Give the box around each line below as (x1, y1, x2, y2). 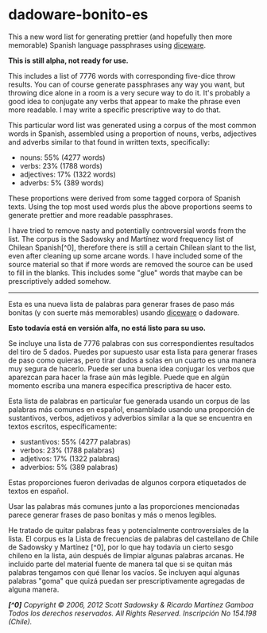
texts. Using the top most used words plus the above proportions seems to (8, 201, 253, 212)
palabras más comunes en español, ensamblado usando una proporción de (8, 404, 255, 414)
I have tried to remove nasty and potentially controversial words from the (8, 225, 246, 235)
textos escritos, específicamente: (8, 421, 118, 431)
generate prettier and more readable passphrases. (8, 210, 173, 219)
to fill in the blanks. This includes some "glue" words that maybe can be (8, 268, 243, 278)
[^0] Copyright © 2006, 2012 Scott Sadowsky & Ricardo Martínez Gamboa (8, 600, 254, 609)
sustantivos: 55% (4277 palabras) (19, 437, 131, 446)
